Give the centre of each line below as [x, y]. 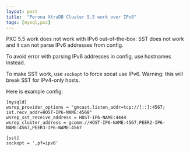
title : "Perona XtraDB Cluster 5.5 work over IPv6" [71, 17]
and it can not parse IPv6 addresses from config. [65, 45]
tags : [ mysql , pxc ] [28, 22]
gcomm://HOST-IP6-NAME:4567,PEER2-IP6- [117, 123]
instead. [16, 63]
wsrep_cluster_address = [36, 123]
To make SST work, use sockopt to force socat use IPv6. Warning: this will [95, 74]
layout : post [22, 11]
